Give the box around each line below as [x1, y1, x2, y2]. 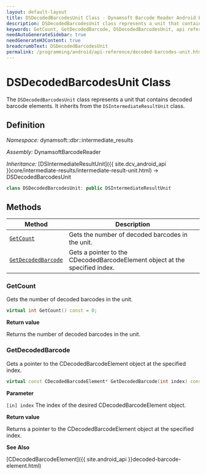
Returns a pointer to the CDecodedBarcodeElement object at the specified [6, 425, 194, 433]
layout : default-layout [6, 9, 67, 15]
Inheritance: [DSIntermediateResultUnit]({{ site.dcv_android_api [6, 160, 167, 168]
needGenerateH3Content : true [6, 37, 81, 44]
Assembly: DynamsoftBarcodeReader [6, 148, 101, 155]
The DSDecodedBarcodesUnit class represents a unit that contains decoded [6, 96, 193, 103]
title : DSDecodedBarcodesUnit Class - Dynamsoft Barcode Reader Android [6, 15, 196, 21]
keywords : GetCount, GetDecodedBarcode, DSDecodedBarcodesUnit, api [6, 26, 185, 33]
